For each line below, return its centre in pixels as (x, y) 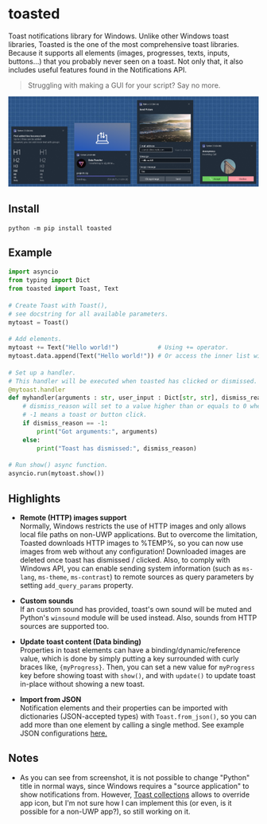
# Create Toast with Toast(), (58, 305)
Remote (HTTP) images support (73, 518)
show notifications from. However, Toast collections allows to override (135, 795)
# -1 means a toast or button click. (85, 415)
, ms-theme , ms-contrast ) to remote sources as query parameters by (144, 577)
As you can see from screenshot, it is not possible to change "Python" (135, 777)
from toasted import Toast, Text (64, 289)
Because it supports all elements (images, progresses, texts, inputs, (119, 53)
